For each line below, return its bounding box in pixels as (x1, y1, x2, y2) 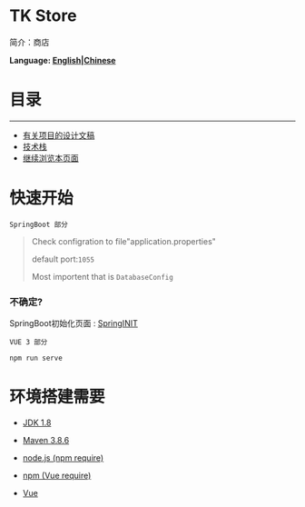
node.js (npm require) (22, 452, 104, 463)
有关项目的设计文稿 (22, 129, 95, 141)
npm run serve (9, 353, 64, 363)
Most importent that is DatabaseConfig (31, 271, 174, 282)
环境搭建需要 (9, 387, 106, 407)
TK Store (9, 5, 77, 26)
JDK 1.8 (22, 417, 52, 428)
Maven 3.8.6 (22, 435, 70, 446)
